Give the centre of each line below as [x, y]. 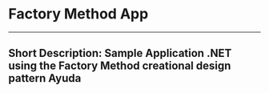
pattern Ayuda [45, 78]
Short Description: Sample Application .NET [120, 53]
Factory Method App [78, 14]
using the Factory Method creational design [120, 66]
